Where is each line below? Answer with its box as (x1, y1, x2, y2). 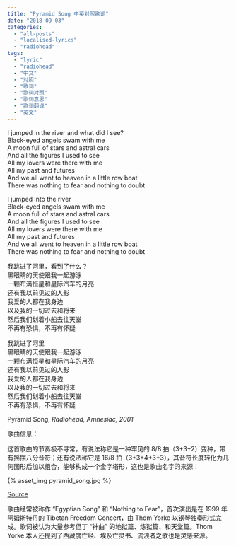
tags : (7, 50, 23, 57)
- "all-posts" (13, 30, 55, 37)
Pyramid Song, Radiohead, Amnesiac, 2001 (7, 414, 134, 423)
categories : (7, 23, 42, 30)
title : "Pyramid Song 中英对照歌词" (7, 10, 109, 18)
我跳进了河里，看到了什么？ (7, 262, 88, 270)
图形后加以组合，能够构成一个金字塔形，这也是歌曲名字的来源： (13, 462, 199, 470)
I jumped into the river (7, 194, 72, 203)
